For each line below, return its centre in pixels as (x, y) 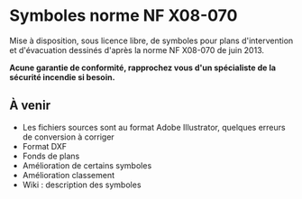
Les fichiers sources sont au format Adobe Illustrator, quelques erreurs (154, 127)
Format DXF (45, 146)
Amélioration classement (69, 175)
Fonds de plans (51, 156)
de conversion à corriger (68, 137)
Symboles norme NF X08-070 (124, 16)
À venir (30, 106)
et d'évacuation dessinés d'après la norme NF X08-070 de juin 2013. (137, 50)
